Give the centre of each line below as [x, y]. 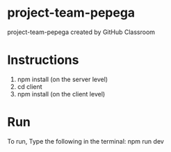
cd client [30, 86]
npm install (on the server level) [63, 79]
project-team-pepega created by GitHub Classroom [81, 32]
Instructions [43, 60]
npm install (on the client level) [61, 94]
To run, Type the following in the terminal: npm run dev [86, 141]
